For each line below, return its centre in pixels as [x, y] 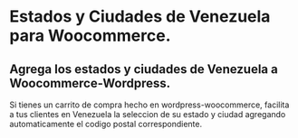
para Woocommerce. [90, 36]
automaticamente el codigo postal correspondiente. [106, 124]
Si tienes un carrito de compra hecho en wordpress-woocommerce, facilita [149, 105]
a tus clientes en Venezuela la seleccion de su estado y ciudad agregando [148, 114]
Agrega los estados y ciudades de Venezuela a [144, 69]
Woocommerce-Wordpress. [90, 83]
